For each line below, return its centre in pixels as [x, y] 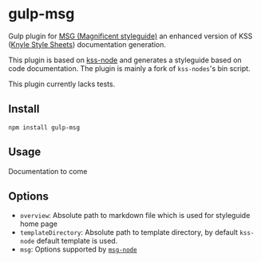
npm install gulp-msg [44, 127]
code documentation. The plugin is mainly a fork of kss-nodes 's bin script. [129, 68]
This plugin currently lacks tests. [62, 84]
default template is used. [77, 241]
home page [39, 224]
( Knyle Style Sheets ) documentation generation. [87, 44]
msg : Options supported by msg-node [78, 249]
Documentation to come [48, 171]
